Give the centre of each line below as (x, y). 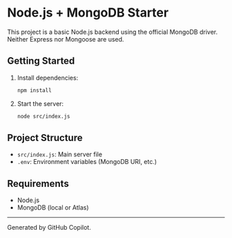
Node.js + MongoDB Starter (88, 13)
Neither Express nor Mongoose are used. (66, 39)
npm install (34, 90)
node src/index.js (43, 116)
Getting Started (41, 61)
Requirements (38, 184)
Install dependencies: (48, 77)
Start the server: (40, 103)
